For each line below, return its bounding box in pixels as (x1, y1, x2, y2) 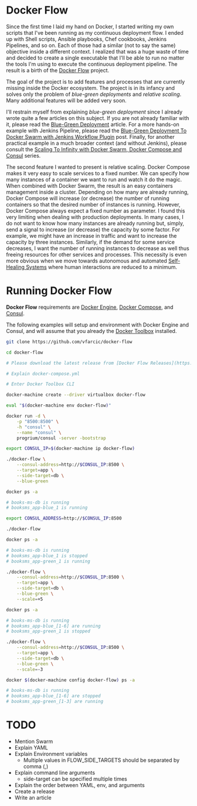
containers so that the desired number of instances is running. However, (6, 201, 181, 208)
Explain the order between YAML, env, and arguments (14, 781, 145, 788)
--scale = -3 (16, 666, 43, 672)
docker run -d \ (6, 413, 46, 419)
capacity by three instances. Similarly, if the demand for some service (6, 238, 175, 245)
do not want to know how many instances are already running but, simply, (6, 219, 185, 227)
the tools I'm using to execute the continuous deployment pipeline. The (6, 60, 178, 68)
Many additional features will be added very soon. (6, 96, 127, 104)
